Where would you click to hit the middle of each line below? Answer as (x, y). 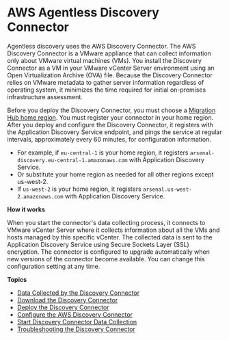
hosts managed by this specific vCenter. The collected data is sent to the (110, 237)
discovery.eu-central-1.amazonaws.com (72, 160)
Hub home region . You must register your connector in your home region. (110, 117)
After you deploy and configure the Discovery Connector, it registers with (110, 125)
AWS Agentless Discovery (83, 13)
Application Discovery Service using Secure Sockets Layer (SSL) (98, 244)
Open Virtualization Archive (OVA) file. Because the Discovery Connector (110, 75)
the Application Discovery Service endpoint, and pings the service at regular (114, 132)
